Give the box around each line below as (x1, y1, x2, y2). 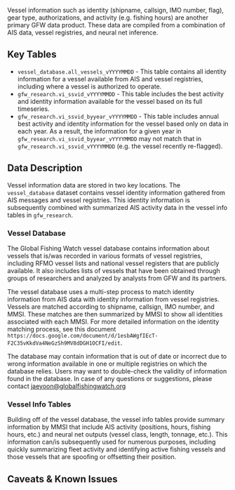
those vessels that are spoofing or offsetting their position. (7, 453, 177, 461)
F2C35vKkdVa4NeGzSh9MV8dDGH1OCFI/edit (7, 340, 121, 347)
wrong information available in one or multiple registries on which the (7, 359, 208, 368)
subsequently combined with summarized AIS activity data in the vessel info (7, 203, 228, 211)
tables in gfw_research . (7, 211, 74, 219)
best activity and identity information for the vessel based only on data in (17, 119, 229, 128)
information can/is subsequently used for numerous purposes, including (7, 438, 216, 446)
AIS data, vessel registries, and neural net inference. (7, 28, 159, 37)
